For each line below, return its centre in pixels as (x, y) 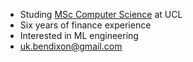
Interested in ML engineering (79, 35)
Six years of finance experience (85, 25)
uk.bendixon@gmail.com (71, 46)
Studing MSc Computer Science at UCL (101, 14)
